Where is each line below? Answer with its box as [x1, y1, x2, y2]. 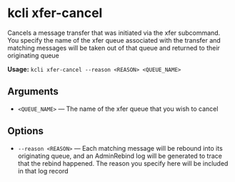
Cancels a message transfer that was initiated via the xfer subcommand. [7, 28, 221, 37]
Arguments [7, 85, 59, 97]
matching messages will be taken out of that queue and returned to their [7, 43, 220, 52]
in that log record [17, 166, 69, 175]
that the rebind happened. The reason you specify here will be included [17, 159, 229, 168]
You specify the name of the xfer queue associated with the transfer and [7, 36, 221, 44]
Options [7, 125, 44, 137]
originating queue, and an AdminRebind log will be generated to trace [17, 151, 223, 160]
